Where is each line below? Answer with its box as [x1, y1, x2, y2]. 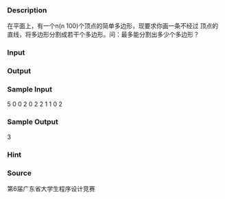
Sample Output [7, 117, 58, 127]
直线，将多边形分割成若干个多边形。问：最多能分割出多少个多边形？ [7, 30, 200, 39]
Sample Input [7, 85, 53, 94]
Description [7, 5, 47, 15]
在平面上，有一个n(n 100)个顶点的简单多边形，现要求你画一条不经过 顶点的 [7, 22, 218, 30]
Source [7, 168, 32, 178]
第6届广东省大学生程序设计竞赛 [7, 184, 95, 193]
